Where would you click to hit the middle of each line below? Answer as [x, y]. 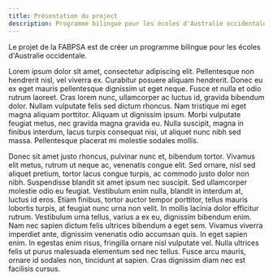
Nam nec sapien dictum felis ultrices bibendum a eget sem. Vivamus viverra [136, 225]
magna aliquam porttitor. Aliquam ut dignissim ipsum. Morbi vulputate [125, 114]
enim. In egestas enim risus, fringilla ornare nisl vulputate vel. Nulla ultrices [134, 243]
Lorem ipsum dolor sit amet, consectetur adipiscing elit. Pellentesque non [131, 71]
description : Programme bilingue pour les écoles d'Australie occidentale [138, 24]
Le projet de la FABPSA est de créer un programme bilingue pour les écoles [135, 46]
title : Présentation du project [63, 16]
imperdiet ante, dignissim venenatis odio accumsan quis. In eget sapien [128, 234]
